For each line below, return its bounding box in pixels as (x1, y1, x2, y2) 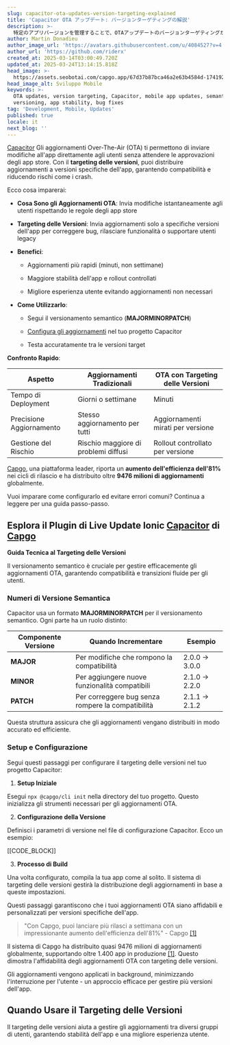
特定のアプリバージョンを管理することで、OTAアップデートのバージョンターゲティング (13, 29, 220, 36)
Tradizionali (92, 379, 132, 388)
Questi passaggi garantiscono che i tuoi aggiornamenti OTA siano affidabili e (7, 901, 223, 909)
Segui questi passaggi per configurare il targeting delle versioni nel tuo (7, 758, 207, 767)
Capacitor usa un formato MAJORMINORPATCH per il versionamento (7, 609, 203, 617)
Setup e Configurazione (7, 743, 88, 752)
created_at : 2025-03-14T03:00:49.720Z (7, 55, 118, 62)
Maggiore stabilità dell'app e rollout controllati (27, 274, 157, 283)
